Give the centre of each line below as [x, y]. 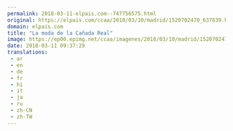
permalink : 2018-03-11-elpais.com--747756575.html [82, 14]
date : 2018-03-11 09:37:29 [46, 46]
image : [17, 40]
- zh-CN [21, 110]
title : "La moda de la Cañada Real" [60, 33]
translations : [28, 53]
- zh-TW [21, 116]
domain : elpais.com [35, 26]
